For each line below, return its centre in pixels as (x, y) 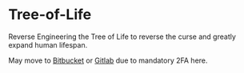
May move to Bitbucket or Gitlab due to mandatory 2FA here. (108, 60)
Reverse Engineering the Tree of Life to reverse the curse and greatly (122, 36)
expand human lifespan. (48, 44)
